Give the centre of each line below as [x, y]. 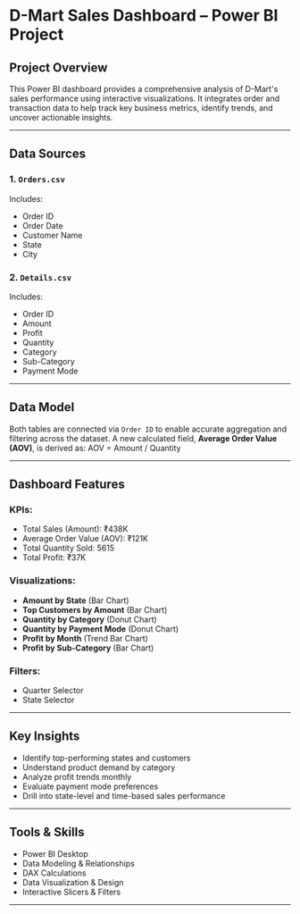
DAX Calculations [54, 873]
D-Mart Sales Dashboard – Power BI [144, 16]
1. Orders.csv [37, 180]
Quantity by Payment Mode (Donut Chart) [100, 629]
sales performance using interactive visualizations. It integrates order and [145, 98]
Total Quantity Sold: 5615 [68, 548]
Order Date [43, 225]
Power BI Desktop [55, 853]
